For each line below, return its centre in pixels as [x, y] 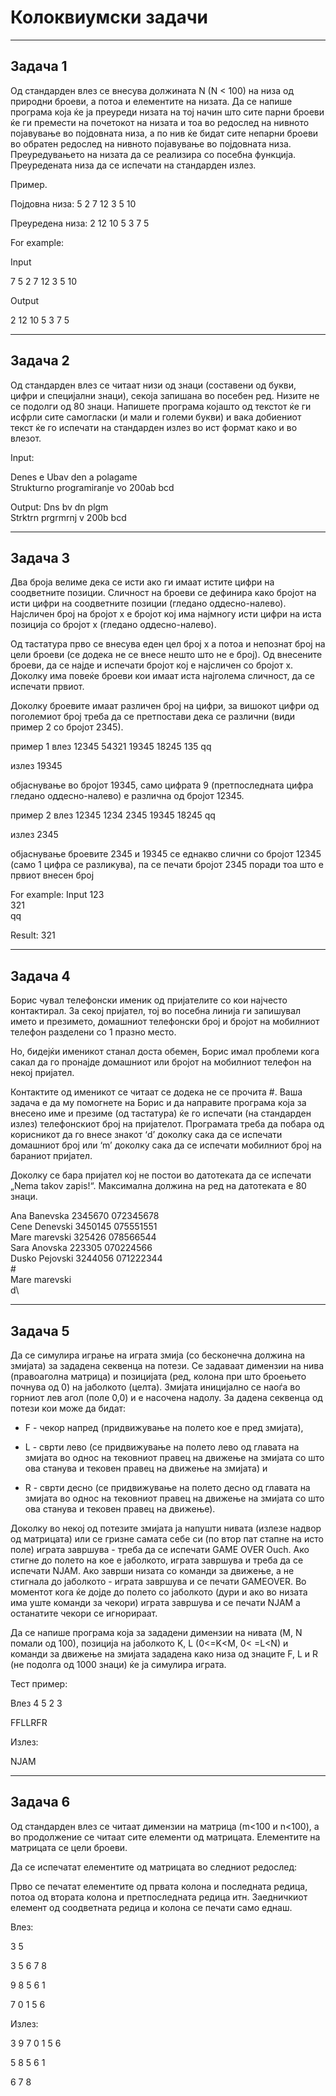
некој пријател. [42, 1073]
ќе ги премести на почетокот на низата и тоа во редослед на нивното [160, 122]
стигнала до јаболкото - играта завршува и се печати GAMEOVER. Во [158, 1581]
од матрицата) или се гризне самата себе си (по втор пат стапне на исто [167, 1539]
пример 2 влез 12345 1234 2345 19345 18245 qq [113, 815]
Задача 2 [40, 361]
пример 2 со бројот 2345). [67, 727]
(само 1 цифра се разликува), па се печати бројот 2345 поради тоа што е [167, 865]
